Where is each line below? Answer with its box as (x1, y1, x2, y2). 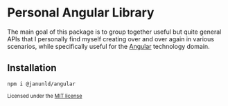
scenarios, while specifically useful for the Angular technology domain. (7, 42, 210, 50)
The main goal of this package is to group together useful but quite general (7, 28, 222, 36)
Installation (7, 62, 57, 74)
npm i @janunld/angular (7, 81, 76, 87)
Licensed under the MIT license (7, 92, 82, 99)
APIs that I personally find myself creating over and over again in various (7, 34, 215, 43)
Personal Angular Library (7, 5, 155, 21)
